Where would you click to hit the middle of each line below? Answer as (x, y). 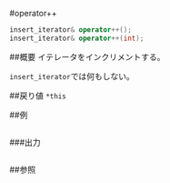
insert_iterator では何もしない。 (72, 76)
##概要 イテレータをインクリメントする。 (87, 56)
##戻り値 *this (38, 96)
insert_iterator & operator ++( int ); (77, 38)
